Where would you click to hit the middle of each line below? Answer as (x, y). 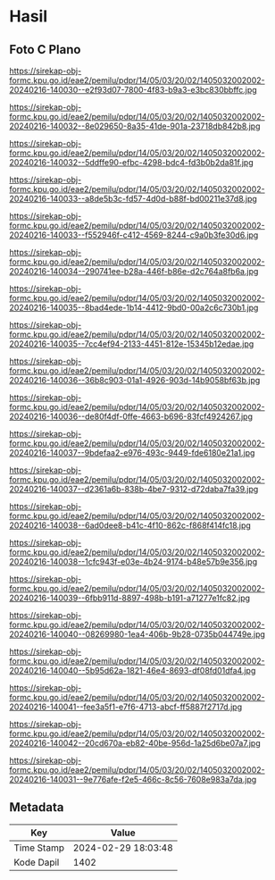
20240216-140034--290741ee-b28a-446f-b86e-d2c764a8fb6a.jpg (134, 271)
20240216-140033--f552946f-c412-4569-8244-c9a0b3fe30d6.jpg (134, 235)
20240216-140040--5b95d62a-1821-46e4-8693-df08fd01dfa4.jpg (133, 670)
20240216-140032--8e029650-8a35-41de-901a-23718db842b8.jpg (135, 126)
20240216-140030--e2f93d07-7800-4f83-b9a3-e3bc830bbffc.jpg (133, 90)
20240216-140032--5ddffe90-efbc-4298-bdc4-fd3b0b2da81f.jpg (131, 162)
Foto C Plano (45, 50)
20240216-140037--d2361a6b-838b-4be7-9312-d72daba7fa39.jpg (134, 489)
